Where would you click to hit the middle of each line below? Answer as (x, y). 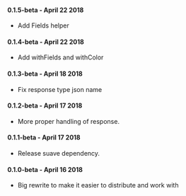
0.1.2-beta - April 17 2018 (45, 105)
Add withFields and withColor (60, 57)
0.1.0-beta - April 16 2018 (45, 169)
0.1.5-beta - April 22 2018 (46, 10)
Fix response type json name (60, 89)
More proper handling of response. (69, 121)
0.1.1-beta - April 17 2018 (44, 137)
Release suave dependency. (59, 154)
